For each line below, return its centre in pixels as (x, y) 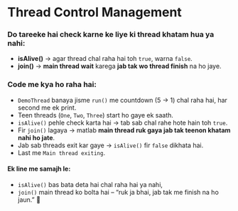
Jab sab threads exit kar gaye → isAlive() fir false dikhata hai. (110, 145)
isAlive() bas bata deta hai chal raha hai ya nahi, (90, 184)
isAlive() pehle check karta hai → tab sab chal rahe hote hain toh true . (123, 122)
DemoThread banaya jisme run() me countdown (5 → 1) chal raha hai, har (122, 100)
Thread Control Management (95, 12)
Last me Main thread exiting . (61, 152)
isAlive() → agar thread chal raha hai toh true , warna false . (105, 59)
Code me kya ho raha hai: (52, 84)
